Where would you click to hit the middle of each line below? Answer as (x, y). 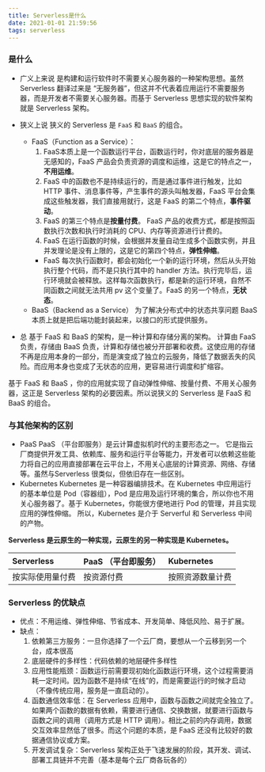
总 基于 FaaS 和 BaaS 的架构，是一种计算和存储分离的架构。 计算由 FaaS (138, 337)
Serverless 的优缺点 (47, 603)
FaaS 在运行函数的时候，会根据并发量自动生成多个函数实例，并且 (149, 240)
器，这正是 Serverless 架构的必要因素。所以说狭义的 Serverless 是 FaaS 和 (130, 393)
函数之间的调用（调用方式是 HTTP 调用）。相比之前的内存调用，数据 (141, 721)
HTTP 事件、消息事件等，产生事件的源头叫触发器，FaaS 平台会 (146, 191)
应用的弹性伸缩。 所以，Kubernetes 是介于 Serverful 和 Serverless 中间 (136, 513)
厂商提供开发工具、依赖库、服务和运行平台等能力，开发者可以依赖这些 (134, 454)
